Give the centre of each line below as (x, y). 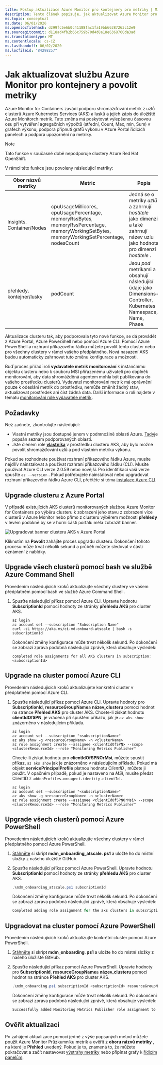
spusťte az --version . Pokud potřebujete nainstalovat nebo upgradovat (77, 475)
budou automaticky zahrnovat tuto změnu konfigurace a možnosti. (72, 357)
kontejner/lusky (25, 297)
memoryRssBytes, (72, 219)
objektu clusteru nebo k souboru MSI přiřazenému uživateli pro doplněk (77, 372)
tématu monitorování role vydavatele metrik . (49, 397)
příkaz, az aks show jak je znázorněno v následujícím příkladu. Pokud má (84, 763)
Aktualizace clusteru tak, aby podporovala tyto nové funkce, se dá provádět (81, 336)
